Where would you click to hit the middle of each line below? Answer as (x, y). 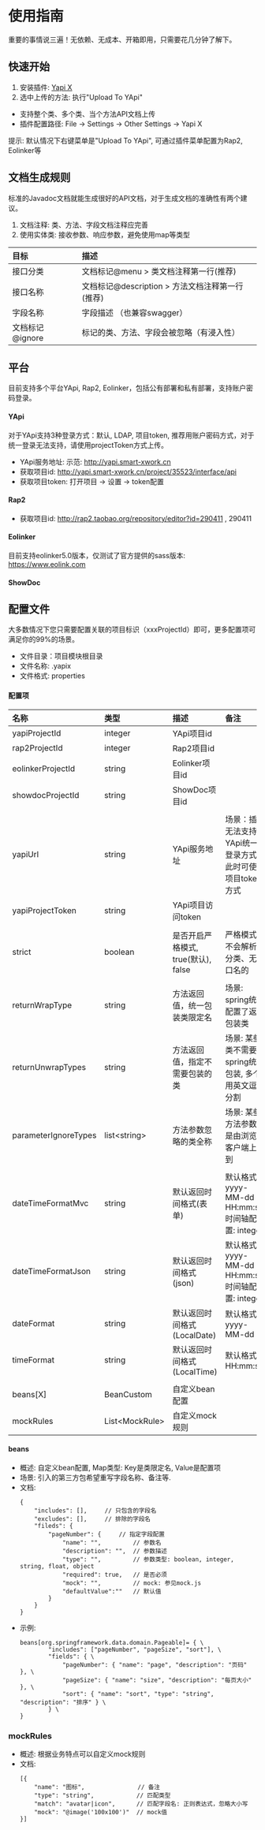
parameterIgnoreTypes (54, 1135)
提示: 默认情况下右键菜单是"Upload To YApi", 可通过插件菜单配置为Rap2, (125, 140)
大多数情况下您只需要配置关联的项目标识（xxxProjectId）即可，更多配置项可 (132, 630)
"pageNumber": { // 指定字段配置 (107, 1534)
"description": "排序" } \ (63, 1702)
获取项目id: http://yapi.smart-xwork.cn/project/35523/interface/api (128, 471)
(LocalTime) (195, 1371)
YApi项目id (192, 733)
